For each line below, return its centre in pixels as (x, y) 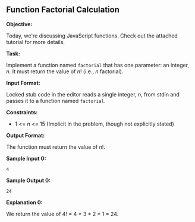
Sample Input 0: (26, 158)
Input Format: (23, 83)
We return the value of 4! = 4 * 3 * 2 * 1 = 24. (62, 214)
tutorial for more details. (36, 42)
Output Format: (26, 135)
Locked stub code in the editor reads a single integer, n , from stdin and (93, 94)
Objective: (19, 24)
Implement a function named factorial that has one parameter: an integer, (97, 65)
